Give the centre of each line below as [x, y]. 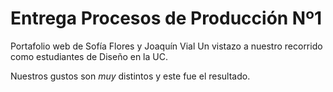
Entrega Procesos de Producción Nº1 [166, 18]
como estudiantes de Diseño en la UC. [89, 56]
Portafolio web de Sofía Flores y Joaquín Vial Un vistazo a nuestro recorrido [166, 46]
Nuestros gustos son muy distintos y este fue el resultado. [130, 76]
